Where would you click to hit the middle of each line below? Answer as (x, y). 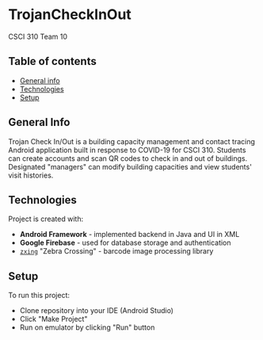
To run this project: (39, 296)
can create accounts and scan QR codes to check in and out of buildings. (128, 158)
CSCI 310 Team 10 (38, 36)
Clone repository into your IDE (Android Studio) (97, 311)
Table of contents (52, 61)
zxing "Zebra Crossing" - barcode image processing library (116, 251)
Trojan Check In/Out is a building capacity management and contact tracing (132, 141)
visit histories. (31, 175)
